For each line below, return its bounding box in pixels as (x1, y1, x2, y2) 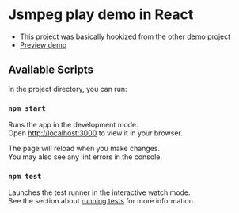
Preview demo (19, 40, 67, 49)
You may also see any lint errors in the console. (8, 152, 162, 162)
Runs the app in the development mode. (8, 120, 138, 130)
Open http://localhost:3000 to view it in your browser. (8, 128, 184, 138)
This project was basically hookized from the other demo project (19, 32, 231, 41)
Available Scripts (8, 63, 93, 77)
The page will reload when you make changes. (8, 144, 161, 154)
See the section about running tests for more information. (8, 196, 195, 206)
